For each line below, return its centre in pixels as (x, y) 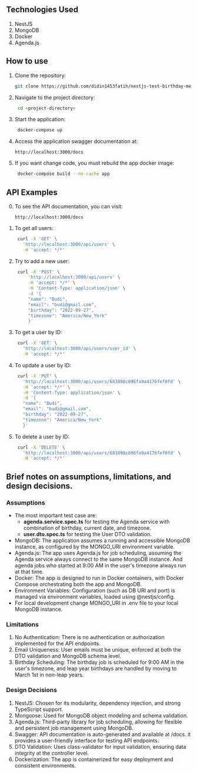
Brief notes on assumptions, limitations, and (89, 476)
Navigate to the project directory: (55, 97)
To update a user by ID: (43, 365)
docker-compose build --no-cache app (64, 174)
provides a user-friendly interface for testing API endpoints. (87, 740)
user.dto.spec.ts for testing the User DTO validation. (87, 534)
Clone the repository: (40, 75)
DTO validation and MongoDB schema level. (68, 656)
